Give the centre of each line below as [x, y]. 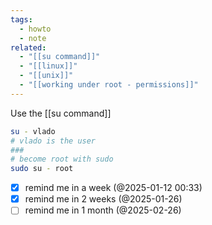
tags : [21, 19]
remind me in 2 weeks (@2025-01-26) [103, 199]
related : [28, 47]
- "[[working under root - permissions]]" [109, 85]
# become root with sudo [62, 159]
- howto [35, 29]
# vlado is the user [53, 141]
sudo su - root [42, 169]
